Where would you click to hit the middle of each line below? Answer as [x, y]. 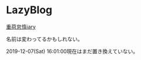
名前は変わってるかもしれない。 [44, 39]
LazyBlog [29, 10]
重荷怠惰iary [21, 27]
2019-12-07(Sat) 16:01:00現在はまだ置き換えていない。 [72, 51]
